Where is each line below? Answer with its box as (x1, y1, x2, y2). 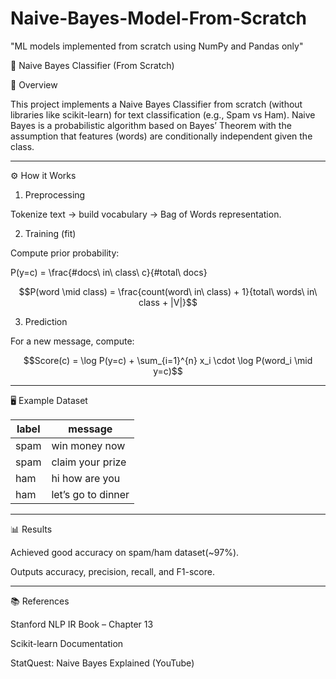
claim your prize (51, 455, 127, 469)
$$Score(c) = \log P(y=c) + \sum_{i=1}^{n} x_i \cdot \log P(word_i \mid (23, 354, 313, 366)
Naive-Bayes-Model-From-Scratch (10, 7, 308, 30)
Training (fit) (24, 227, 77, 239)
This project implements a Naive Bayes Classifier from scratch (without (10, 98, 303, 110)
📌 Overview (10, 78, 58, 91)
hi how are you (51, 471, 121, 485)
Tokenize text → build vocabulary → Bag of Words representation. (10, 208, 282, 220)
